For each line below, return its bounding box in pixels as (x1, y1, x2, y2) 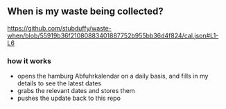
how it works (7, 56, 52, 65)
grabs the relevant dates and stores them (17, 87, 135, 95)
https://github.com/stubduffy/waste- (7, 24, 112, 32)
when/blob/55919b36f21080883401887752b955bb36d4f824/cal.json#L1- (7, 31, 219, 40)
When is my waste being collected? (7, 6, 164, 17)
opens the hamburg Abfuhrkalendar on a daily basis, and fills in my (17, 72, 209, 81)
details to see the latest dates (17, 79, 102, 87)
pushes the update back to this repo (17, 94, 121, 103)
